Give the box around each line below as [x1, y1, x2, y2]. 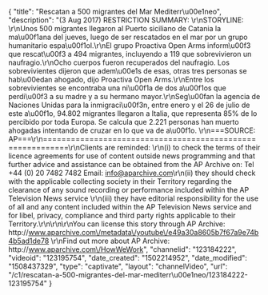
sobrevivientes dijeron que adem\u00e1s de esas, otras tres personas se [8, 66, 247, 75]
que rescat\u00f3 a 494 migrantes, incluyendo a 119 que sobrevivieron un [8, 50, 252, 58]
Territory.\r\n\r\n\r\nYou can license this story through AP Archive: [8, 219, 226, 229]
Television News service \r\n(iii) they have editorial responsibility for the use [8, 193, 258, 203]
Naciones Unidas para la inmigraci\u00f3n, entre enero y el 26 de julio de [8, 100, 250, 110]
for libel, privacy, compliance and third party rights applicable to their [8, 211, 236, 220]
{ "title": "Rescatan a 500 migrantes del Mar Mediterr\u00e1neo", [8, 7, 222, 16]
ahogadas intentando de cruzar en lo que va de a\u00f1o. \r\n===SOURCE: [8, 126, 256, 135]
